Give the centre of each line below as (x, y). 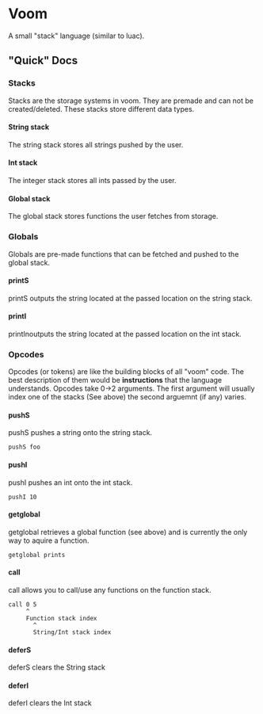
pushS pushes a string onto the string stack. (80, 433)
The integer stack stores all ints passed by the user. (92, 181)
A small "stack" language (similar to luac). (76, 36)
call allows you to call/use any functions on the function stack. (110, 590)
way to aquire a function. (49, 540)
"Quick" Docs (43, 61)
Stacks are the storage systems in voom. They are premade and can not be (131, 101)
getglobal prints (37, 555)
